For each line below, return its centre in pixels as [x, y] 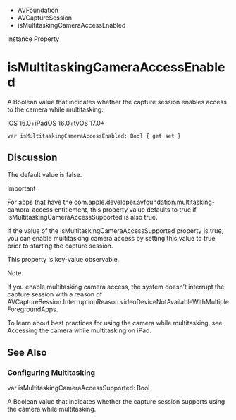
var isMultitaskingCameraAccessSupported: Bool [79, 388]
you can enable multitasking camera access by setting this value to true [111, 238]
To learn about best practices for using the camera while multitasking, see [115, 323]
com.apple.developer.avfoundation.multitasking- [144, 202]
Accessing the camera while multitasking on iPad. [80, 330]
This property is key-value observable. [63, 259]
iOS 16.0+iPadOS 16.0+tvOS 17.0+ [56, 123]
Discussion [32, 158]
